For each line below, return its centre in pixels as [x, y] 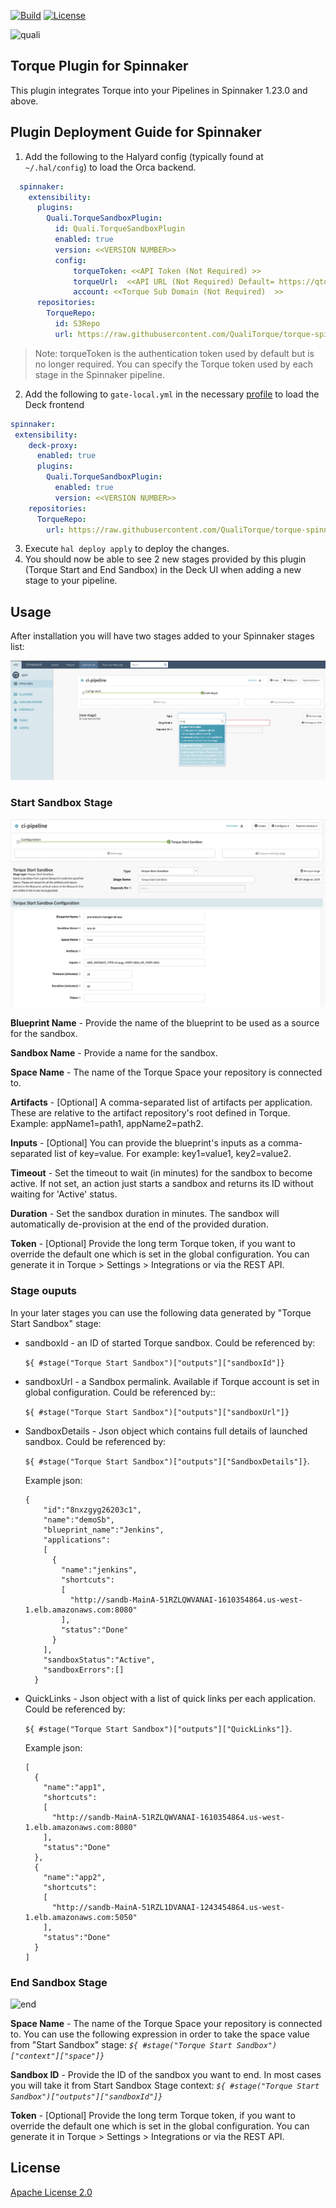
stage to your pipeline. [71, 581]
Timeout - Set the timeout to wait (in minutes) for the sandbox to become [161, 1173]
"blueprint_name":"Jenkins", [104, 1530]
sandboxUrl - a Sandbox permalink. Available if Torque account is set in [172, 1381]
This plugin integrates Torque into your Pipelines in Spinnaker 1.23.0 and [159, 90]
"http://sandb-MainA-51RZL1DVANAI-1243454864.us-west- [168, 1907]
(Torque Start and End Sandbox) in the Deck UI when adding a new [163, 570]
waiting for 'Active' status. [64, 1194]
